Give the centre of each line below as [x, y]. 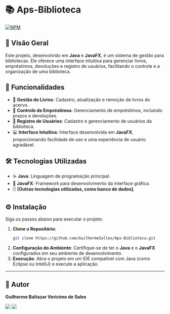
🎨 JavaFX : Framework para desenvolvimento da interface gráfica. [81, 184]
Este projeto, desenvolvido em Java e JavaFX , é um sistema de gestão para [85, 55]
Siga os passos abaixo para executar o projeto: [54, 219]
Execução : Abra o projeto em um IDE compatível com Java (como [81, 259]
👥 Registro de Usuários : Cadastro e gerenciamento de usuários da [82, 121]
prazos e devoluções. [35, 116]
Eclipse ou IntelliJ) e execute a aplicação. [56, 264]
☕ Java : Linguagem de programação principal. [61, 176]
